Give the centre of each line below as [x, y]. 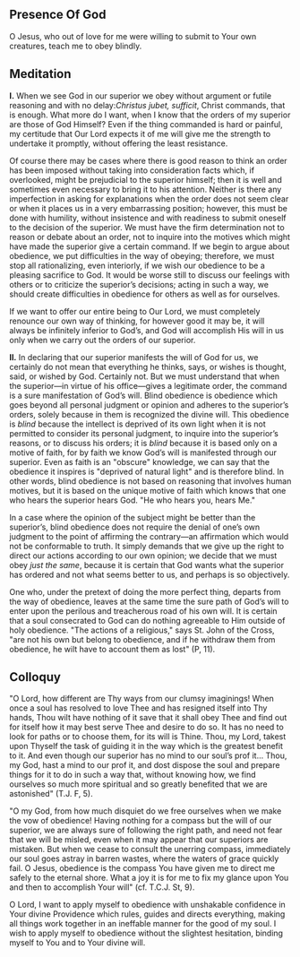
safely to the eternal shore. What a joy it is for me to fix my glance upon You [149, 878]
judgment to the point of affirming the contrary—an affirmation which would [149, 536]
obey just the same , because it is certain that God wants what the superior [147, 565]
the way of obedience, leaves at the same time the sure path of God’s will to [149, 601]
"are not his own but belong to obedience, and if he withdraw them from [142, 639]
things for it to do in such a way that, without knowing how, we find [133, 775]
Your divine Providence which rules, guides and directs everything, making [147, 914]
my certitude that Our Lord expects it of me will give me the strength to [140, 134]
